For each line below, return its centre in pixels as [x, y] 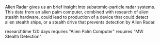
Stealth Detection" [24, 36]
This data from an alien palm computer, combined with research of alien [77, 12]
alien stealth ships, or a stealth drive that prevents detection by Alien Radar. [80, 22]
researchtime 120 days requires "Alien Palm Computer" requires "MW [74, 31]
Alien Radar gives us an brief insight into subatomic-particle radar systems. [80, 7]
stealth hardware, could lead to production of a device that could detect [77, 17]
